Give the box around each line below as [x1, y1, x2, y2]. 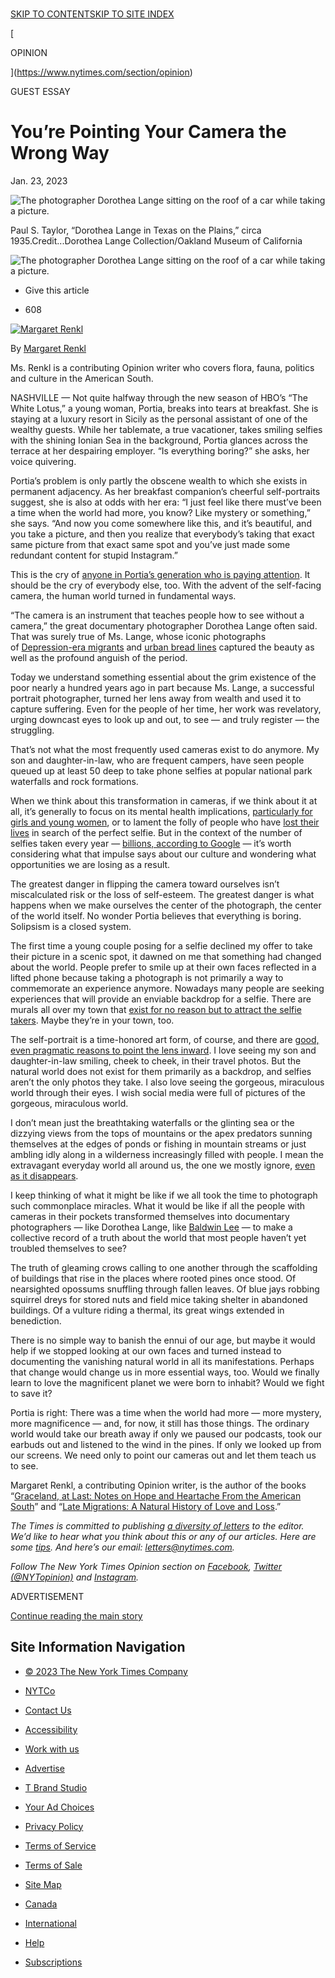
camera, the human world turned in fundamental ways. [10, 589, 237, 602]
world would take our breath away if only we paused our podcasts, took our [10, 1428, 323, 1440]
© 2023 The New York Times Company [24, 1665, 188, 1677]
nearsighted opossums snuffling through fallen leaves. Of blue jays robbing [10, 1283, 320, 1295]
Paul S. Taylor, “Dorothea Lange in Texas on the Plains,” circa [10, 224, 262, 236]
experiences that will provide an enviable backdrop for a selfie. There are [10, 993, 312, 1005]
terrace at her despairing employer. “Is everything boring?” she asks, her [10, 444, 310, 457]
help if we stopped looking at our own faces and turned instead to [10, 1344, 282, 1357]
